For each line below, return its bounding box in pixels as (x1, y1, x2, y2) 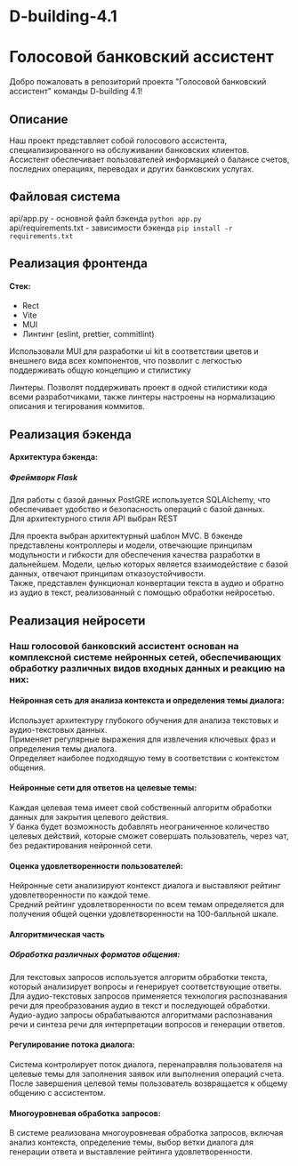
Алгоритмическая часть (9, 929, 105, 939)
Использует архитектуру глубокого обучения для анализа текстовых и (9, 714, 278, 726)
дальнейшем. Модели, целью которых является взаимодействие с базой (9, 559, 289, 570)
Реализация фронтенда (9, 256, 149, 271)
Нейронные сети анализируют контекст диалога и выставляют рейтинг (9, 881, 282, 891)
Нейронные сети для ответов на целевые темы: (9, 783, 197, 793)
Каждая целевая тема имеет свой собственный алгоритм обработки (9, 802, 272, 813)
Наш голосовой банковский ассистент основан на (9, 639, 239, 652)
